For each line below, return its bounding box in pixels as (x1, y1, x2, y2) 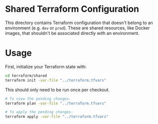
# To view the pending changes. (5, 96, 71, 101)
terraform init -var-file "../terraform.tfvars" (5, 78, 106, 83)
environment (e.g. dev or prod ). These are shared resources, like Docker (5, 25, 150, 31)
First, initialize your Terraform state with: (5, 63, 87, 69)
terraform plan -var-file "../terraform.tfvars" (5, 101, 106, 106)
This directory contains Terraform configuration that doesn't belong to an (5, 20, 153, 26)
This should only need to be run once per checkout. (5, 87, 110, 93)
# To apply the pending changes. (5, 110, 74, 115)
